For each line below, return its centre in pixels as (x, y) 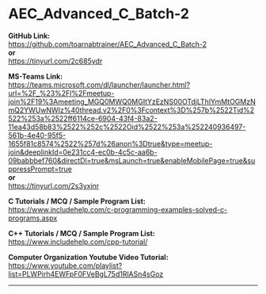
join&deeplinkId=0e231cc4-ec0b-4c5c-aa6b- (83, 152)
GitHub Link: (29, 36)
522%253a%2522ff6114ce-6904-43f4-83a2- (83, 118)
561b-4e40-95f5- (37, 135)
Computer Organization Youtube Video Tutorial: (88, 257)
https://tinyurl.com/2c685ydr (55, 61)
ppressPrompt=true (40, 169)
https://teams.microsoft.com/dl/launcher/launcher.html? (99, 85)
